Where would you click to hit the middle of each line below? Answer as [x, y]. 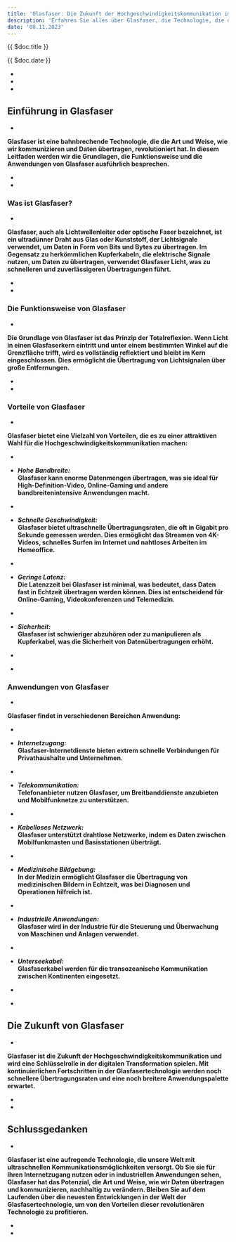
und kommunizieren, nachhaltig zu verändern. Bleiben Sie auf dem [106, 1189]
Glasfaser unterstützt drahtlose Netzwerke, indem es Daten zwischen [122, 835]
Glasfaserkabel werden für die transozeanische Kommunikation [113, 969]
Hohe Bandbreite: [44, 471]
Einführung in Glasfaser [60, 111]
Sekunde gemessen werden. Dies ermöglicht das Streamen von [112, 535]
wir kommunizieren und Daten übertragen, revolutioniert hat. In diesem [113, 149]
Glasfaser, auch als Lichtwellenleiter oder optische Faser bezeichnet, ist [115, 232]
